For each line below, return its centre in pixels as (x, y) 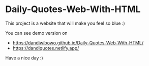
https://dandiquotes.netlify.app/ (46, 48)
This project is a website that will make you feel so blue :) (65, 23)
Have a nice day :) (24, 58)
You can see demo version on (36, 33)
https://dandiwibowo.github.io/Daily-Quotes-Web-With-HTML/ (78, 43)
